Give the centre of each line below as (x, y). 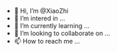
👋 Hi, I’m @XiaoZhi (41, 11)
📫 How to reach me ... (47, 41)
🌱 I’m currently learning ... (52, 26)
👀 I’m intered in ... (39, 18)
